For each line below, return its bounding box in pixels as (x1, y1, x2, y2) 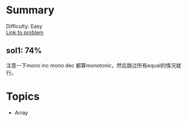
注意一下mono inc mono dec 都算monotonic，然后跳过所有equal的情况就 (6, 62, 181, 69)
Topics (6, 89, 40, 103)
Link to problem (6, 28, 44, 35)
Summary (6, 3, 54, 17)
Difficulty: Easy (6, 23, 43, 30)
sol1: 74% (6, 46, 42, 56)
